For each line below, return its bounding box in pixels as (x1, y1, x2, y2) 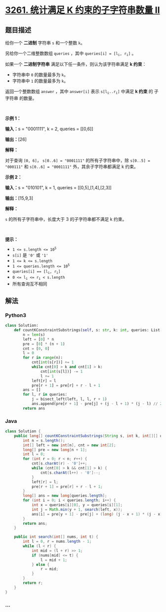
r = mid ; (40, 566, 58, 572)
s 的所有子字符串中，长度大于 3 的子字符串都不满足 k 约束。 (5, 216, 127, 222)
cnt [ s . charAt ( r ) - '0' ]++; (31, 461, 87, 466)
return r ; (23, 580, 43, 586)
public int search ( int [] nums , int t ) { (14, 534, 98, 540)
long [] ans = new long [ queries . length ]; (23, 493, 107, 498)
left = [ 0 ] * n (23, 337, 54, 342)
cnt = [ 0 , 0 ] (23, 346, 50, 351)
